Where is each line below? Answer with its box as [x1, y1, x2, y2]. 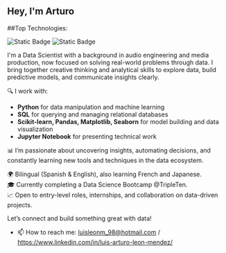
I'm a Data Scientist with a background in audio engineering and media [7, 51, 209, 59]
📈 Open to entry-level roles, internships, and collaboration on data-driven [7, 191, 218, 199]
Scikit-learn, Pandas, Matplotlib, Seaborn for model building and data [17, 117, 220, 125]
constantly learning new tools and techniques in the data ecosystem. [7, 156, 204, 164]
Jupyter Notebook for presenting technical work [17, 132, 157, 141]
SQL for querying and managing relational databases [17, 110, 168, 119]
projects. [7, 200, 33, 209]
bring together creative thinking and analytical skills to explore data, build [7, 65, 217, 73]
